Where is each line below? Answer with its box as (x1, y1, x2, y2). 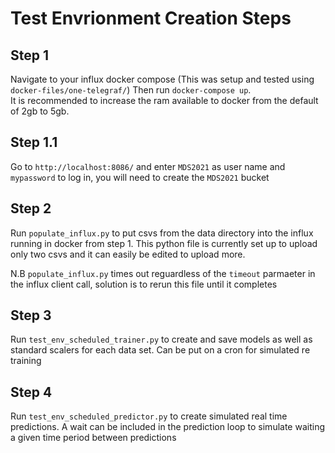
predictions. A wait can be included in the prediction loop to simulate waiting (10, 421, 325, 433)
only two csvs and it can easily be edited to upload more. (10, 248, 246, 260)
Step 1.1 (10, 134, 58, 151)
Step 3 (10, 307, 52, 324)
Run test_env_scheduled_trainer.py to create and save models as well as (10, 333, 313, 346)
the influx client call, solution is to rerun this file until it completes (10, 278, 278, 290)
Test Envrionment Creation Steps (10, 7, 292, 30)
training (10, 355, 42, 367)
